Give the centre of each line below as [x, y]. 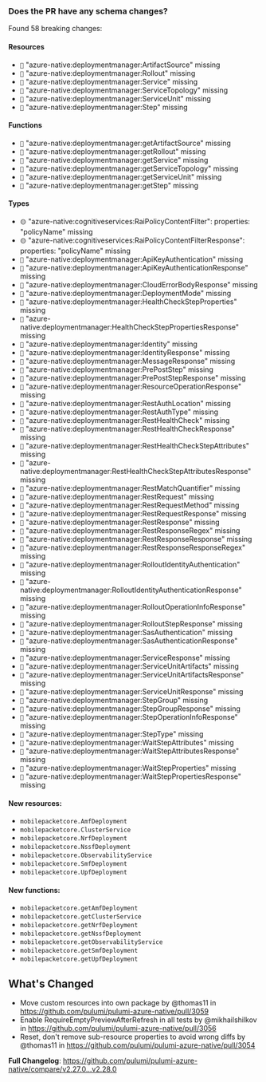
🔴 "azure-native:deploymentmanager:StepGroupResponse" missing [130, 709]
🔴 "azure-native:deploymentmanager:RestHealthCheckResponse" [127, 428]
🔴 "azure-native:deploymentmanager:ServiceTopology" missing [124, 90]
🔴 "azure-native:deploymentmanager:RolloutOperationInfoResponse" [133, 606]
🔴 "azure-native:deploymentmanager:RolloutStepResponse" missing [131, 623]
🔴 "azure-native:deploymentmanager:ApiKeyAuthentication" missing [131, 259]
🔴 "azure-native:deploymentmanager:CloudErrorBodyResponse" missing [139, 284]
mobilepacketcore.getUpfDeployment [79, 959]
